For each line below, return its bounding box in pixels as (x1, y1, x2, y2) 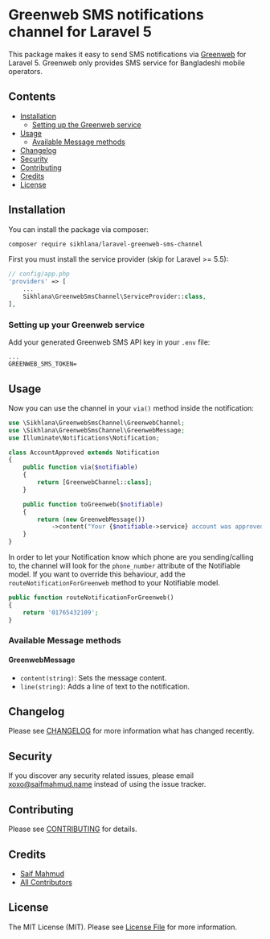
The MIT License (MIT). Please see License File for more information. (8, 922, 237, 932)
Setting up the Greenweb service (31, 119, 142, 130)
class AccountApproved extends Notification (8, 449, 160, 457)
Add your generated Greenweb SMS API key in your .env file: (8, 337, 211, 347)
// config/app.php (8, 270, 70, 279)
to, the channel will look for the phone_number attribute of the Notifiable (8, 561, 241, 571)
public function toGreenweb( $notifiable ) (22, 500, 163, 508)
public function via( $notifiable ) (22, 463, 138, 472)
